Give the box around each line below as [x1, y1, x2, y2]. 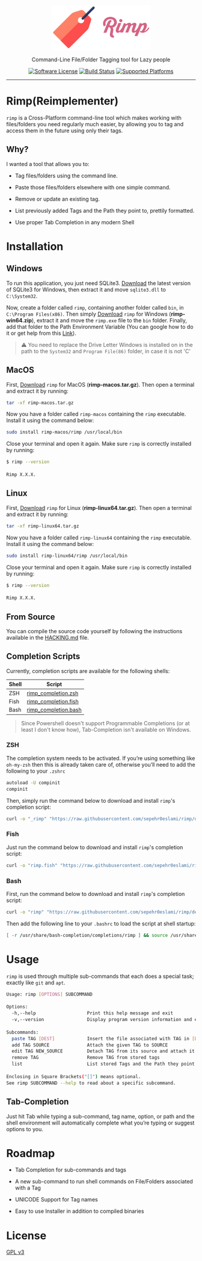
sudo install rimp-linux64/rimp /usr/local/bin [6, 553, 128, 559]
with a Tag [14, 1184, 41, 1192]
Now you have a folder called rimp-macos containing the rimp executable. [6, 411, 186, 418]
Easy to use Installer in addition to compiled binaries [14, 1207, 144, 1215]
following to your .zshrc [6, 767, 66, 775]
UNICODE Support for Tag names [14, 1196, 98, 1203]
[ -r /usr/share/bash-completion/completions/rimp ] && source [6, 932, 168, 938]
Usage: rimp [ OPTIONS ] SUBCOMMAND [6, 991, 93, 997]
